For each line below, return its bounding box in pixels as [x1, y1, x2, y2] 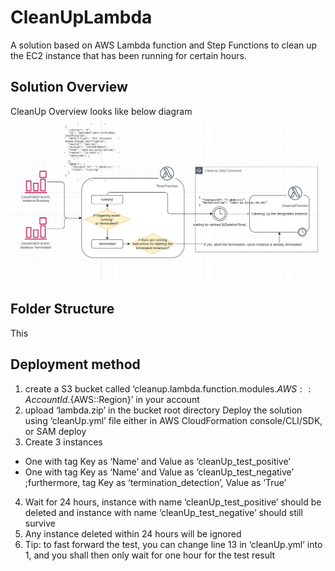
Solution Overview [10, 79, 128, 96]
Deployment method [10, 356, 141, 373]
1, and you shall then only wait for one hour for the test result [24, 549, 276, 561]
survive [24, 517, 56, 529]
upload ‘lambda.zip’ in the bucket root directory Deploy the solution [24, 404, 303, 416]
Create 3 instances [24, 436, 103, 448]
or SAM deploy [24, 425, 87, 437]
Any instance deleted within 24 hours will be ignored [24, 527, 242, 540]
